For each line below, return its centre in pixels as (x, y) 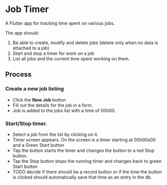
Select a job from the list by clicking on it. (55, 134)
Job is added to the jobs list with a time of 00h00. (64, 110)
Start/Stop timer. (26, 123)
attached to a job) (31, 48)
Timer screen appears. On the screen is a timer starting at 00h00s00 (84, 140)
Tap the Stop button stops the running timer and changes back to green (87, 161)
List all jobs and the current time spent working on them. (71, 58)
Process (18, 75)
